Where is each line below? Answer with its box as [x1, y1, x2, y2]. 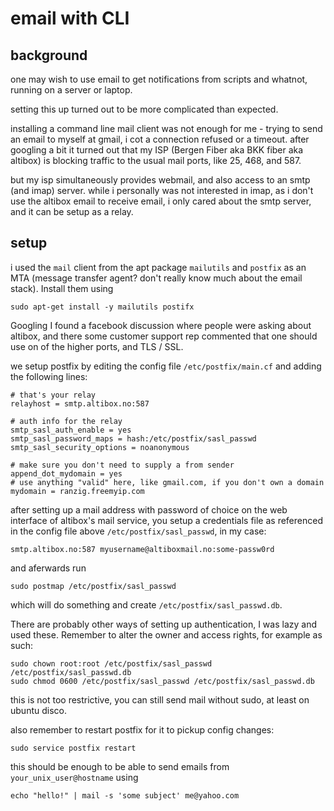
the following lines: [10, 370, 88, 382]
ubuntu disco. [10, 704, 67, 716]
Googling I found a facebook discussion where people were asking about [10, 319, 312, 331]
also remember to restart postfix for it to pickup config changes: [10, 723, 275, 736]
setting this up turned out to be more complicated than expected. [10, 103, 279, 115]
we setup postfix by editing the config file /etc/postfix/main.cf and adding [10, 360, 322, 372]
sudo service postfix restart [10, 743, 137, 753]
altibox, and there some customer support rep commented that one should [10, 330, 318, 342]
